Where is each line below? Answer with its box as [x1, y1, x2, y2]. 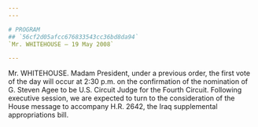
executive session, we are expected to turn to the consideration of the [8, 93, 235, 103]
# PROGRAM [8, 25, 41, 34]
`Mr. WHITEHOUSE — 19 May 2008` [8, 40, 114, 48]
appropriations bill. [8, 111, 69, 120]
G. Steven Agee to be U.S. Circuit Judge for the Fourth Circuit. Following [8, 85, 242, 95]
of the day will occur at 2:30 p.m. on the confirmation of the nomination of [8, 77, 249, 86]
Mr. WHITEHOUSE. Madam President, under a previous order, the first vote [8, 68, 250, 78]
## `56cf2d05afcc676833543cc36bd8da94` [8, 33, 139, 41]
